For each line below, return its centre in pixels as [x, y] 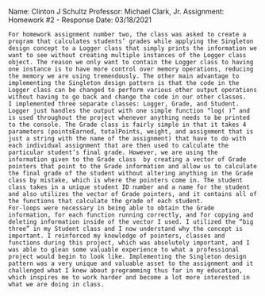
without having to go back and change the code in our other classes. [127, 97]
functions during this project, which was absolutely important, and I [129, 243]
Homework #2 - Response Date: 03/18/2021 [80, 20]
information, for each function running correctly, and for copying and [131, 215]
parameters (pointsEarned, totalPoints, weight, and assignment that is [131, 132]
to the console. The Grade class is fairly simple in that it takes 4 [127, 125]
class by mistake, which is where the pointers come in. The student [126, 180]
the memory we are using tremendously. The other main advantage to [124, 76]
